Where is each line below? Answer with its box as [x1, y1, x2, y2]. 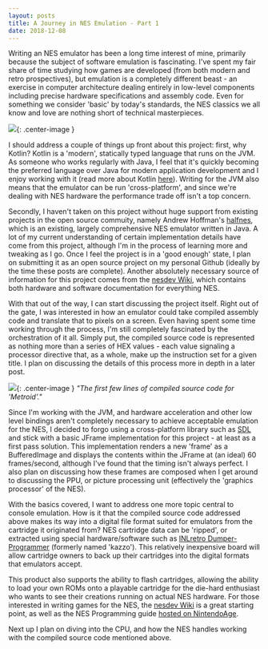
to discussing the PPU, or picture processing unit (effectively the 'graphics [8, 476, 254, 486]
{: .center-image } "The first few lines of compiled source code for [16, 384, 234, 393]
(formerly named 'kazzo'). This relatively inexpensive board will [51, 542, 260, 552]
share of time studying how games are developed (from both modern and [8, 66, 250, 75]
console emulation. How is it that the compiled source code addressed [8, 508, 241, 518]
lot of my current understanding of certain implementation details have [8, 232, 242, 242]
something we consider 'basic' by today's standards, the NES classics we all [8, 99, 261, 109]
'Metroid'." [8, 392, 42, 401]
